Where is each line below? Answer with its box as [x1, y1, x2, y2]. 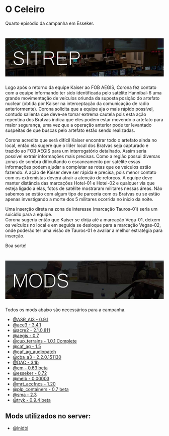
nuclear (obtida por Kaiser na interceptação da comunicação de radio [5, 101, 149, 107]
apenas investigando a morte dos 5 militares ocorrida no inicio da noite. [5, 196, 153, 203]
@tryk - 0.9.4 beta [12, 397, 51, 403]
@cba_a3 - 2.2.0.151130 [12, 354, 62, 360]
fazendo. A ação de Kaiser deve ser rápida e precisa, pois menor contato [5, 169, 157, 175]
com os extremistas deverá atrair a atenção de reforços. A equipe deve [5, 175, 152, 181]
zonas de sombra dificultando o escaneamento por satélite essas [5, 159, 141, 165]
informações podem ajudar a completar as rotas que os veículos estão [5, 164, 151, 170]
